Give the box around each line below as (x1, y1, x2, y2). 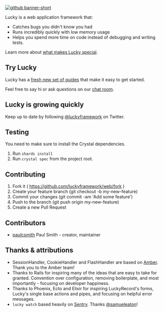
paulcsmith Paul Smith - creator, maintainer (12, 232, 101, 238)
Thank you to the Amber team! (12, 265, 75, 270)
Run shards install (12, 151, 53, 157)
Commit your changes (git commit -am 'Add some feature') (12, 194, 133, 200)
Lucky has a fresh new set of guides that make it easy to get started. (5, 77, 145, 83)
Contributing (5, 170, 46, 178)
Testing (5, 128, 29, 136)
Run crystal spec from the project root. (12, 156, 93, 162)
